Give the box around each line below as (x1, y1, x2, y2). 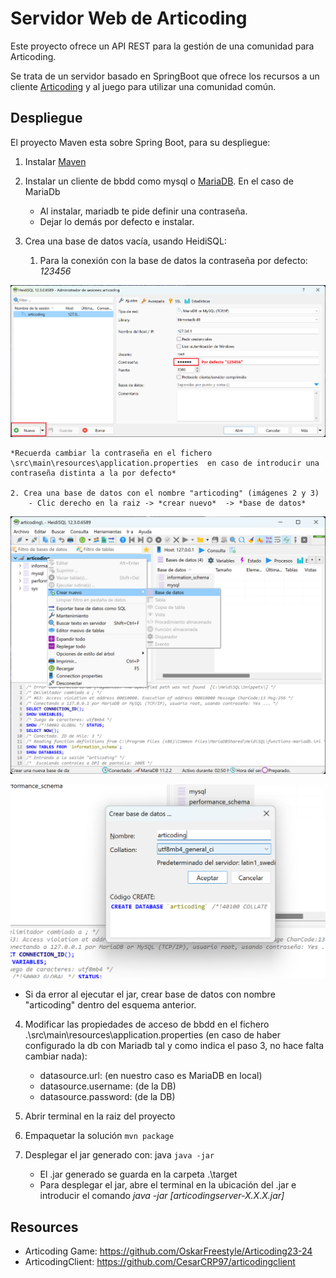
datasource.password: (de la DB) (39, 1091, 176, 1103)
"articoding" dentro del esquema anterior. (24, 999, 197, 1011)
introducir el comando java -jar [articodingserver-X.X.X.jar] (39, 1190, 285, 1202)
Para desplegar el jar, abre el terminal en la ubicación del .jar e (39, 1179, 297, 1191)
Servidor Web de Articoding (10, 7, 248, 30)
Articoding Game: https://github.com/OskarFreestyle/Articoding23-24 (24, 1245, 313, 1257)
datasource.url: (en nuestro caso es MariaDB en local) (39, 1070, 263, 1082)
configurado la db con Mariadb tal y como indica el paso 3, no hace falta (24, 1040, 325, 1052)
